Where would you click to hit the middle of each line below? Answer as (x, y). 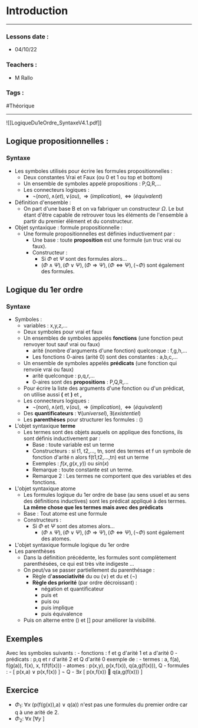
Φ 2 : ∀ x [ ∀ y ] (29, 719)
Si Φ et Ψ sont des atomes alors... (73, 526)
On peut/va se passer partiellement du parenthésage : (89, 570)
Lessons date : (27, 37)
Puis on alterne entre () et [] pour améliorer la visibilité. (90, 620)
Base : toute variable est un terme (73, 445)
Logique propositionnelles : (57, 141)
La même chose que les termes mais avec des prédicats (93, 507)
